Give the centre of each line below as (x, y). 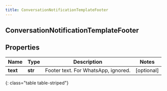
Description (88, 62)
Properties (22, 48)
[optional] (147, 70)
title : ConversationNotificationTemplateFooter (57, 10)
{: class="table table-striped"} (37, 83)
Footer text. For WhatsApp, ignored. (88, 70)
